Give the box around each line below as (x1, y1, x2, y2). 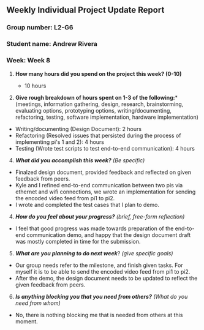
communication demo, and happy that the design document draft (26, 231, 191, 238)
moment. (15, 318, 38, 325)
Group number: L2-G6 (6, 23, 74, 32)
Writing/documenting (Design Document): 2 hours (15, 125, 142, 132)
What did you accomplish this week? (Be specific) (15, 156, 145, 164)
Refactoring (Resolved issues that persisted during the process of (15, 132, 181, 139)
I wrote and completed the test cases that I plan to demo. (15, 201, 159, 208)
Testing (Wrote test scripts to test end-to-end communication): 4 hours (15, 144, 195, 152)
